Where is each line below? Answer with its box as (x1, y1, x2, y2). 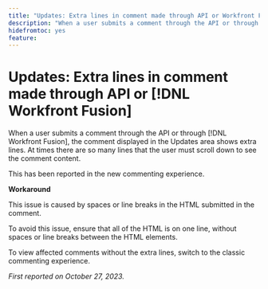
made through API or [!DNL (8, 85, 190, 103)
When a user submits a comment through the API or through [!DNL (8, 128, 227, 138)
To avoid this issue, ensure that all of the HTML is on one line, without (8, 224, 237, 233)
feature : (8, 33, 37, 42)
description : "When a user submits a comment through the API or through (8, 19, 259, 27)
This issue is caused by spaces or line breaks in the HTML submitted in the (8, 200, 255, 209)
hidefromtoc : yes (8, 26, 66, 34)
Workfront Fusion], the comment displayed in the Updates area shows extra (8, 137, 257, 146)
